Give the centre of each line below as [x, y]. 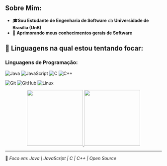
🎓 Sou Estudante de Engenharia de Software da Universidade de [81, 20]
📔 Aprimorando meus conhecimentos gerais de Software [72, 33]
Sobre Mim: [23, 8]
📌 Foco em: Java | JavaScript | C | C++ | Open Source [61, 158]
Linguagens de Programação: [42, 62]
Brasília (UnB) [27, 27]
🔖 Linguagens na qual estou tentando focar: [74, 48]
